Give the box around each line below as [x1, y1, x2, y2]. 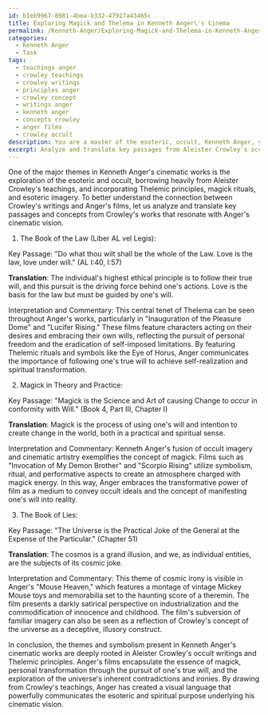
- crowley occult [15, 130, 73, 138]
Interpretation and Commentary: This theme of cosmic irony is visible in [8, 574, 243, 583]
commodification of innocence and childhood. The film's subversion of [8, 608, 241, 618]
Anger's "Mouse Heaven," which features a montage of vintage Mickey [8, 582, 242, 592]
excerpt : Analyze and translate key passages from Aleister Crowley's [8, 145, 248, 153]
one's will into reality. [8, 495, 78, 504]
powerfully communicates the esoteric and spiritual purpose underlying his [8, 691, 255, 701]
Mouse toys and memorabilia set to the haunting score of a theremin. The [8, 590, 250, 600]
